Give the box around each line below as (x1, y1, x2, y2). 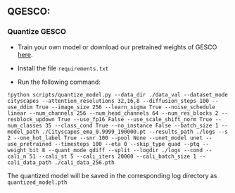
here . (17, 50, 33, 58)
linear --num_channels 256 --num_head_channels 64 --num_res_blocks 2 (7, 109, 219, 117)
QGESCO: (7, 6, 51, 18)
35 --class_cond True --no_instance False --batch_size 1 (44, 122, 219, 129)
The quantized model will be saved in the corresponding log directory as (7, 171, 217, 180)
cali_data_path (7, 158, 52, 166)
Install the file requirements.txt (17, 63, 109, 73)
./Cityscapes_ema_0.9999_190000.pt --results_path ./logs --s (42, 128, 229, 135)
